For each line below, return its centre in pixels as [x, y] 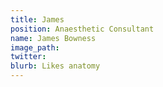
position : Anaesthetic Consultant [82, 29]
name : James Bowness [53, 38]
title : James [37, 19]
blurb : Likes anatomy [55, 66]
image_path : [35, 47]
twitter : [28, 57]
